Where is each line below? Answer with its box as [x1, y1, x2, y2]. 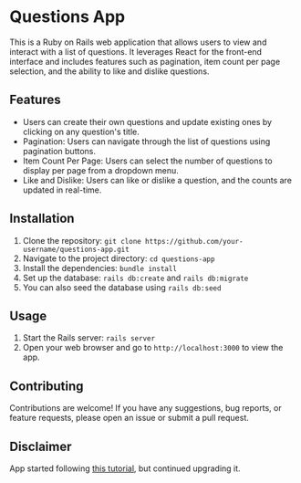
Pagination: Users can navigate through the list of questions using [22, 135, 271, 147]
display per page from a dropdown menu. [22, 164, 180, 175]
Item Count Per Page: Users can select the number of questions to [22, 155, 273, 166]
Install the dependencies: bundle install [22, 262, 178, 273]
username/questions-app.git [22, 245, 130, 254]
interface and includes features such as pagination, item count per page [9, 56, 281, 67]
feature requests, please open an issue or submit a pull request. [9, 413, 249, 424]
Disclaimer [9, 438, 72, 454]
